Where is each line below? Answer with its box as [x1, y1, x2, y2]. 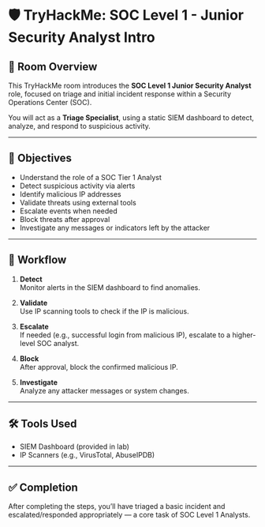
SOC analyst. [36, 338, 80, 348]
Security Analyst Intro [8, 28, 155, 47]
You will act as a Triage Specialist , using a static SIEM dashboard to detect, [8, 113, 255, 122]
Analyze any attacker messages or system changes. [19, 386, 189, 395]
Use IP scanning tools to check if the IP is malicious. [19, 306, 189, 316]
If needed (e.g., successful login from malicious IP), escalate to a [19, 329, 231, 340]
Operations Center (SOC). [8, 98, 92, 107]
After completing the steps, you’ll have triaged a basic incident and [8, 502, 226, 511]
